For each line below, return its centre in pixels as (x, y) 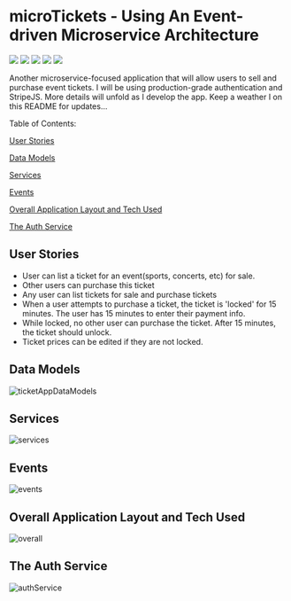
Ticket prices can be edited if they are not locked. (112, 341)
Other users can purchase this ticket (88, 285)
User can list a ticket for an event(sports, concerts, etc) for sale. (138, 276)
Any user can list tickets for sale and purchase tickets (119, 294)
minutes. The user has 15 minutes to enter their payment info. (134, 313)
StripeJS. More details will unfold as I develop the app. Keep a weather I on (146, 97)
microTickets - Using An (100, 16)
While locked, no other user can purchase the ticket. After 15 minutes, (149, 323)
